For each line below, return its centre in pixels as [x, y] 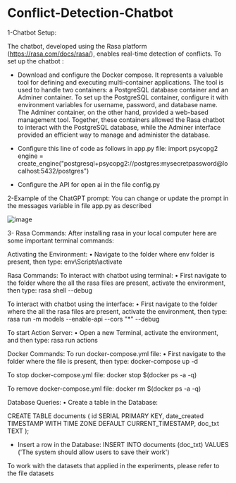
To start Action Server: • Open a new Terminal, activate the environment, [113, 332]
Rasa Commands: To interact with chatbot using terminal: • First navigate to [117, 275]
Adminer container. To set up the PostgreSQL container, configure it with [123, 97]
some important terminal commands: [61, 240]
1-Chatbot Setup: [32, 32]
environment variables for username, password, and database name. [117, 104]
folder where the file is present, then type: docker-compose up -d [103, 361]
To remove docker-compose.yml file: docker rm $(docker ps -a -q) [104, 389]
